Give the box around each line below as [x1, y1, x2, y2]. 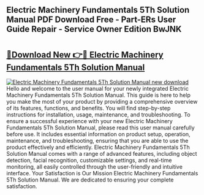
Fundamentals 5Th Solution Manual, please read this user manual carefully [6, 124, 195, 131]
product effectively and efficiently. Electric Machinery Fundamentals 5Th [6, 143, 190, 151]
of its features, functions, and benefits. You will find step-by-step [6, 104, 171, 112]
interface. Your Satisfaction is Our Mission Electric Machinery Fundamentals [6, 170, 198, 177]
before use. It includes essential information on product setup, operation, [6, 131, 191, 137]
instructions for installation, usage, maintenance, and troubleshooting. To [6, 111, 191, 118]
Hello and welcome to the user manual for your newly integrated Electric [6, 85, 189, 92]
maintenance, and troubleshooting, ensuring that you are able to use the [6, 137, 189, 144]
